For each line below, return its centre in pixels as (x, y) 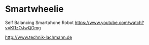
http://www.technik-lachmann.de (39, 37)
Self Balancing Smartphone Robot (39, 22)
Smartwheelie (35, 9)
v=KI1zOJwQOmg (23, 27)
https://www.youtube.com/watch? (109, 22)
